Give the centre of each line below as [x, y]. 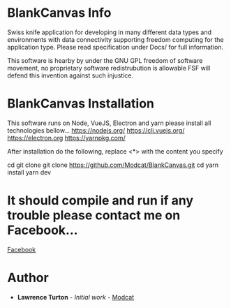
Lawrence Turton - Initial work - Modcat [76, 297]
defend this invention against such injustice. [70, 75]
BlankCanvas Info [59, 13]
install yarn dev [29, 172]
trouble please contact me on [94, 215]
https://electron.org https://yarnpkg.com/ [66, 138]
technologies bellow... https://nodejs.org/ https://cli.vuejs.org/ [96, 130]
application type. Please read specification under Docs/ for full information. [115, 47]
